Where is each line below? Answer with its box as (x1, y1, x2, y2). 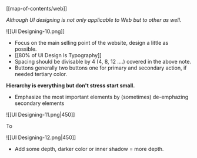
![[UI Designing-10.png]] (6, 28, 65, 35)
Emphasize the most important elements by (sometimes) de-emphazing (14, 94, 189, 100)
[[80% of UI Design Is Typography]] (14, 52, 102, 58)
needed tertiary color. (14, 71, 68, 77)
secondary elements (14, 100, 65, 107)
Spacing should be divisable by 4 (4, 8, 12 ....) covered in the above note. (14, 58, 192, 65)
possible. (14, 45, 37, 52)
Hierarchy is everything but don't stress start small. (6, 82, 135, 89)
